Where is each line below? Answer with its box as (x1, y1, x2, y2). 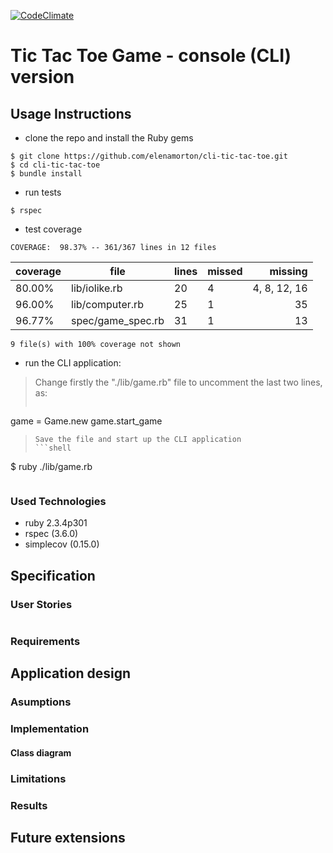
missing (269, 265, 308, 278)
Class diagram (10, 746, 72, 759)
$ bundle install (10, 169, 83, 179)
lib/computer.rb (71, 298, 145, 311)
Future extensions (10, 829, 126, 846)
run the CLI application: (24, 357, 122, 369)
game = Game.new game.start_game (10, 415, 163, 427)
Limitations (10, 771, 67, 785)
